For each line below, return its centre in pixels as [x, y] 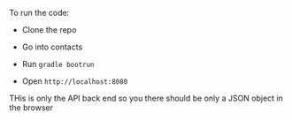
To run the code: [39, 13]
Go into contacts [52, 47]
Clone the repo [49, 30]
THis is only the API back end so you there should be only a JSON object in [146, 98]
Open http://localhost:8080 [75, 81]
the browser [31, 108]
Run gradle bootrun [58, 64]
